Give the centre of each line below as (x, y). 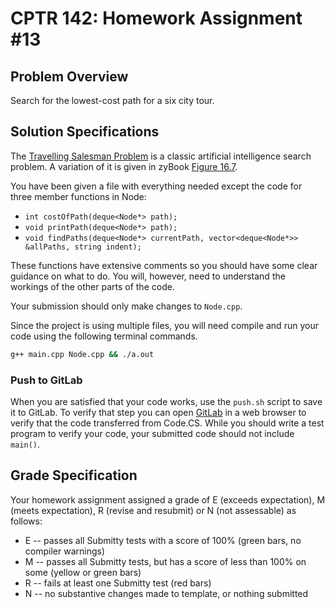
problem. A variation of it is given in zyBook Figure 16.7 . (124, 166)
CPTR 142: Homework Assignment (156, 18)
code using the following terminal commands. (104, 336)
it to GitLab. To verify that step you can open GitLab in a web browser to (158, 412)
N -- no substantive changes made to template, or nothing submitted (166, 593)
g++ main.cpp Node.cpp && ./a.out (82, 354)
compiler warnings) (64, 551)
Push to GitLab (46, 380)
